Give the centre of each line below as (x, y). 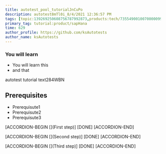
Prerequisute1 (26, 107)
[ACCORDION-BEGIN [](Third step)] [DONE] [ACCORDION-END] (70, 146)
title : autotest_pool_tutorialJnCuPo (44, 10)
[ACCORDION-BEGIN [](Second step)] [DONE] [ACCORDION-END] (73, 136)
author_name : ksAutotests (32, 37)
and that (21, 70)
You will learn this (30, 65)
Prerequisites (26, 95)
